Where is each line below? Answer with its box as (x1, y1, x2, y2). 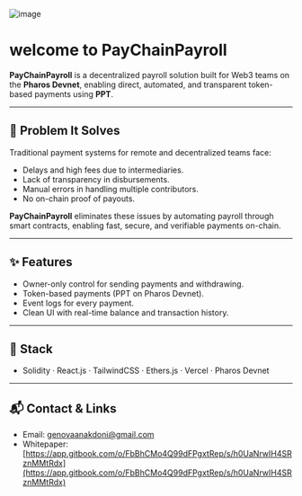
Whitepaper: (22, 438, 69, 449)
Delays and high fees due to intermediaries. (22, 164, 184, 175)
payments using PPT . (34, 88, 114, 99)
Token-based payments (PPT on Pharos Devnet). (22, 288, 205, 298)
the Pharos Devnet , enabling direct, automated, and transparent (9, 79, 247, 90)
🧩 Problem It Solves (9, 123, 120, 138)
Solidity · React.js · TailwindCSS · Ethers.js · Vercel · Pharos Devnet (22, 365, 270, 376)
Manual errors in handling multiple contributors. (22, 183, 200, 194)
